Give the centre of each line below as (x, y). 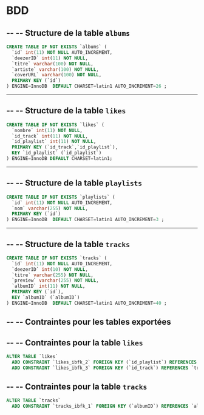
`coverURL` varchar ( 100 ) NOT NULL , (57, 75)
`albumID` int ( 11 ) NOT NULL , (49, 286)
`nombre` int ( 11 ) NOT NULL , (47, 130)
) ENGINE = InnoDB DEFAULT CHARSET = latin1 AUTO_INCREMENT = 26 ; (87, 86)
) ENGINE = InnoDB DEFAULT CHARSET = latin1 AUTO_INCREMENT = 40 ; (87, 303)
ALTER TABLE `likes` (32, 357)
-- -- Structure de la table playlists (74, 183)
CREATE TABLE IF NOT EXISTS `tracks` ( (57, 258)
